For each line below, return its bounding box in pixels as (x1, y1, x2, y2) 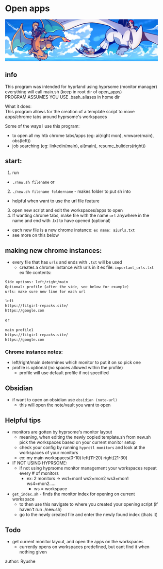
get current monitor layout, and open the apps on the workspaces (12, 538, 144, 544)
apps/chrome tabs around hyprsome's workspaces (5, 114, 107, 120)
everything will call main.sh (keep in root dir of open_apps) (5, 88, 122, 95)
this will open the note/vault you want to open (19, 402, 111, 408)
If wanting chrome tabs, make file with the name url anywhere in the (12, 212, 149, 219)
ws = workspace (33, 486, 67, 492)
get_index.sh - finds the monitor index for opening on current (12, 491, 135, 497)
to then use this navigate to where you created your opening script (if (19, 501, 158, 507)
